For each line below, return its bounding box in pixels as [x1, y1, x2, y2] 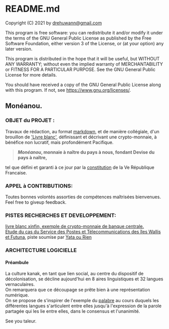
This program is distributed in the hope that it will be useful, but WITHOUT [5, 55, 160, 61]
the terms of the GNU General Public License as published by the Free [5, 35, 152, 41]
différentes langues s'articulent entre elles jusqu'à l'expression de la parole [5, 303, 162, 309]
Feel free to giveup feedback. [5, 199, 67, 205]
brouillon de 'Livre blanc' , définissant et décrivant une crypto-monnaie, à [5, 134, 157, 140]
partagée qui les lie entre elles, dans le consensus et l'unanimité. [5, 308, 140, 314]
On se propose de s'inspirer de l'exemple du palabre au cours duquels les [5, 298, 159, 304]
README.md [5, 3, 60, 15]
